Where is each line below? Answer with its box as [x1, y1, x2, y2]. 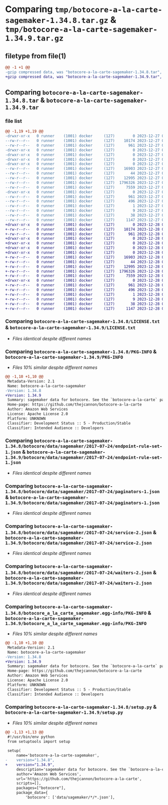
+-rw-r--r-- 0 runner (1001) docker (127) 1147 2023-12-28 [5, 306, 160, 311]
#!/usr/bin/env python [7, 734, 55, 739]
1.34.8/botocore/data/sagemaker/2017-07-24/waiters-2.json [5, 570, 152, 576]
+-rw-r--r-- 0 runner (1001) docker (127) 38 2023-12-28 [5, 301, 160, 306]
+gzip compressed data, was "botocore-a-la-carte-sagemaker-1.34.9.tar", [5, 74, 162, 79]
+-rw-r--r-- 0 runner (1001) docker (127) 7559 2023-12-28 [5, 273, 160, 279]
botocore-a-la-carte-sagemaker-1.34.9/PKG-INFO [5, 354, 123, 360]
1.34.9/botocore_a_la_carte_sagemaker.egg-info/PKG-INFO [5, 621, 147, 626]
